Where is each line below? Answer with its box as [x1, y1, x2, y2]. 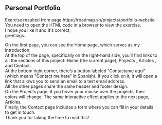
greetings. [5, 32, 26, 38]
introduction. [5, 47, 31, 53]
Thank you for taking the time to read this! [5, 114, 89, 120]
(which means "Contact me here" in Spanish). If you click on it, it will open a [5, 73, 157, 79]
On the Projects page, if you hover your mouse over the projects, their [5, 88, 145, 94]
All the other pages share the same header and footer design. [5, 83, 128, 89]
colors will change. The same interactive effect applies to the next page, [5, 94, 150, 100]
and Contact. [5, 62, 31, 68]
